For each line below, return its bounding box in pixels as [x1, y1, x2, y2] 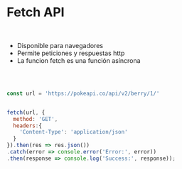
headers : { [13, 122, 42, 129]
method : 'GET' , [13, 115, 58, 122]
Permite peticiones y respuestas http [16, 49, 125, 57]
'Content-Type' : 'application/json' [19, 129, 129, 136]
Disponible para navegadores [16, 41, 104, 49]
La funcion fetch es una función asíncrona [16, 56, 141, 64]
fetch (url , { [6, 109, 45, 116]
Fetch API [6, 4, 65, 21]
